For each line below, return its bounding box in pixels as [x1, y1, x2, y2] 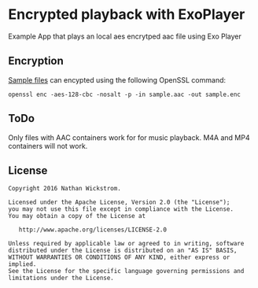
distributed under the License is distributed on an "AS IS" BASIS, [8, 246, 238, 255]
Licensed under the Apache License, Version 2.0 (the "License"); [8, 198, 230, 206]
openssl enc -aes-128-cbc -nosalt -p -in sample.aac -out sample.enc [8, 90, 241, 98]
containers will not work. [8, 141, 88, 150]
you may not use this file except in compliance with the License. [8, 205, 234, 213]
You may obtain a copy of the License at [8, 212, 146, 220]
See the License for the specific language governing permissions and [8, 268, 245, 275]
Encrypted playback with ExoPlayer [8, 6, 245, 24]
